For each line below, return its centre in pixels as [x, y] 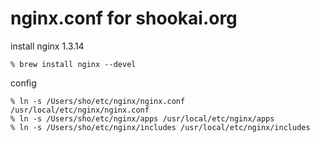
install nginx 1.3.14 [47, 46]
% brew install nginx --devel [73, 64]
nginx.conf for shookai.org [124, 18]
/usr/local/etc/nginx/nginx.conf [80, 110]
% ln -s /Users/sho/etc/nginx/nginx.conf [98, 101]
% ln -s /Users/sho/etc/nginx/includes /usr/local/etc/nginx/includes [160, 127]
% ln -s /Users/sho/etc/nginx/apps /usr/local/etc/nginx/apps [142, 118]
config [23, 83]
